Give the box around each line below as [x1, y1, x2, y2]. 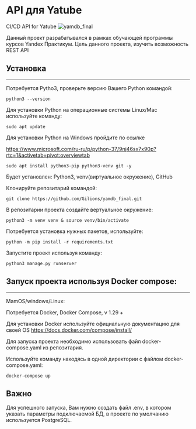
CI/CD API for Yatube [6, 23, 57, 30]
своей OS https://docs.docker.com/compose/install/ [6, 326, 132, 334]
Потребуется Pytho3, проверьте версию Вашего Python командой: [6, 84, 173, 91]
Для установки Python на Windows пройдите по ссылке [6, 134, 145, 141]
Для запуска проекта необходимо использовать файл [6, 338, 141, 345]
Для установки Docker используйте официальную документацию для [6, 320, 180, 327]
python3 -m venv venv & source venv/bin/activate [6, 217, 129, 223]
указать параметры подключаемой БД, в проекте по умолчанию [6, 410, 169, 417]
